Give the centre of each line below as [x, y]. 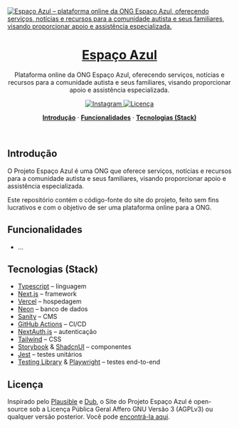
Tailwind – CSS [39, 339]
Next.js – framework [47, 294]
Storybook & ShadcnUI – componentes [74, 347]
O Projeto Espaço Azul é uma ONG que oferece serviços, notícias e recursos [119, 171]
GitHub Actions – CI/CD [52, 324]
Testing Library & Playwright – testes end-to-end [89, 362]
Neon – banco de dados [53, 309]
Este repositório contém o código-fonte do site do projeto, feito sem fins [113, 199]
